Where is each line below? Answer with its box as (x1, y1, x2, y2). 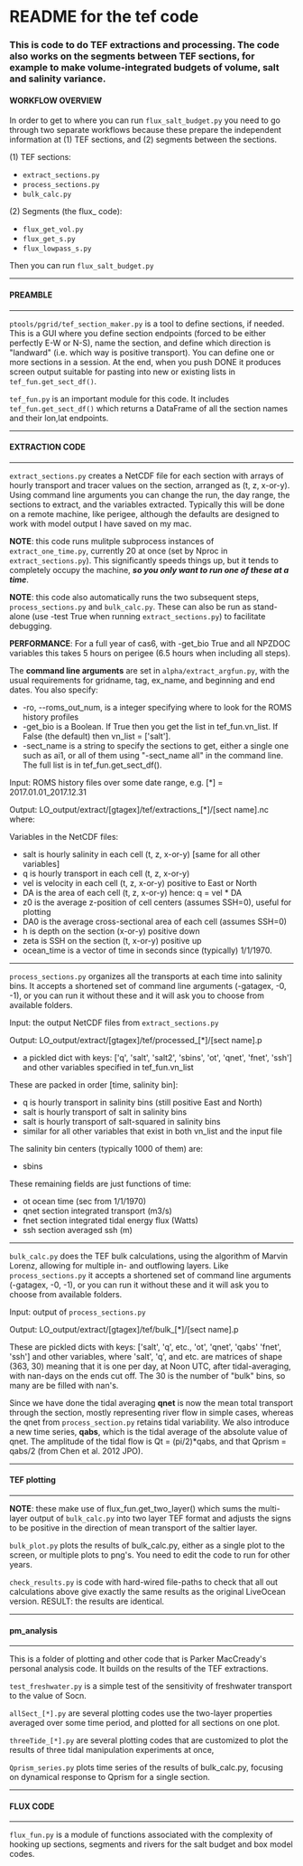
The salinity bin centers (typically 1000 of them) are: (9, 1143, 204, 1154)
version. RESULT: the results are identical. (9, 1596, 165, 1607)
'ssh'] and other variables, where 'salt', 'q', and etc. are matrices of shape (9, 1351, 282, 1362)
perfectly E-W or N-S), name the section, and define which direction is (9, 337, 271, 348)
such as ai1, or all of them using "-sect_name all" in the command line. (22, 749, 284, 760)
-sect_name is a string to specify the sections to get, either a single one (22, 740, 289, 751)
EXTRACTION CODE (9, 441, 86, 453)
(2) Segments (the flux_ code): (9, 206, 123, 217)
